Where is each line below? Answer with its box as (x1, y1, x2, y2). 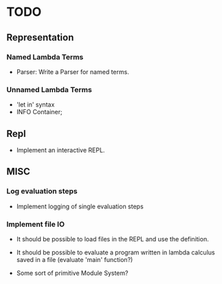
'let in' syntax (16, 100, 55, 109)
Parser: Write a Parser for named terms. (16, 67, 130, 76)
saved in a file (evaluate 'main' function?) (16, 255, 133, 263)
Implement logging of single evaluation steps (16, 202, 144, 210)
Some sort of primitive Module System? (16, 269, 129, 277)
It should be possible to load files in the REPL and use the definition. (16, 234, 209, 243)
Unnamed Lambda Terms (6, 85, 92, 94)
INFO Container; (16, 108, 63, 116)
